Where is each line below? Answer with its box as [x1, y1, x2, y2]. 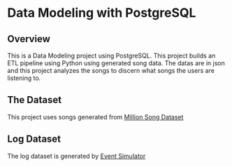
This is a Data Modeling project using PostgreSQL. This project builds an [7, 51, 216, 60]
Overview [7, 33, 51, 45]
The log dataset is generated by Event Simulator [7, 152, 146, 160]
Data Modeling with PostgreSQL [7, 5, 196, 21]
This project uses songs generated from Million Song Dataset [7, 112, 184, 121]
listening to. [7, 74, 41, 82]
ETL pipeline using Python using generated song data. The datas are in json [7, 59, 225, 67]
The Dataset [7, 94, 61, 106]
